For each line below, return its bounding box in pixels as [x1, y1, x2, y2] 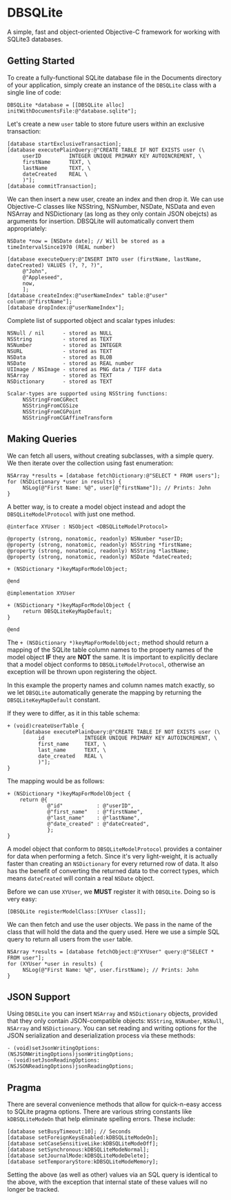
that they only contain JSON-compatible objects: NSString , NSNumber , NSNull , [7, 1017, 224, 1025]
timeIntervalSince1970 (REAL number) [7, 243, 116, 250]
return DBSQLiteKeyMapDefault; [22, 608, 112, 615]
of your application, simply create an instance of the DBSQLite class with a [7, 81, 217, 89]
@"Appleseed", [22, 274, 63, 281]
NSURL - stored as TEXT [7, 348, 112, 355]
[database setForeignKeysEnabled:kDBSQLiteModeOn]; [7, 1134, 159, 1141]
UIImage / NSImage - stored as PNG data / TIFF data [7, 366, 162, 373]
